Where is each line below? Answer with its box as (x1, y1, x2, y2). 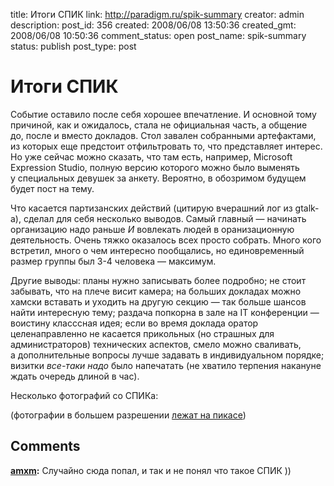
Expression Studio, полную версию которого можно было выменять (10, 161, 300, 173)
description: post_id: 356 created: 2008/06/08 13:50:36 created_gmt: (10, 19, 297, 31)
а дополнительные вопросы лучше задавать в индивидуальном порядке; (10, 349, 325, 361)
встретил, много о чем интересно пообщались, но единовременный (10, 244, 305, 256)
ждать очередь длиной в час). (10, 370, 140, 382)
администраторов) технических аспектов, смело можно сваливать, (10, 338, 302, 350)
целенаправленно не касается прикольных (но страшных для (10, 327, 275, 339)
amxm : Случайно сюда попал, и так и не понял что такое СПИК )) (10, 464, 292, 476)
